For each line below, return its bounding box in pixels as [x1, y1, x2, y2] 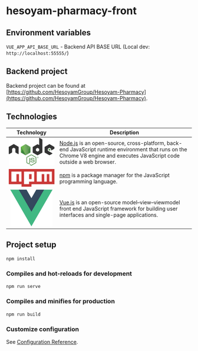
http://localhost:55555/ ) [6, 49, 69, 57]
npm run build [6, 311, 41, 317]
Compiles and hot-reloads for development [6, 270, 133, 278]
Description [110, 129, 140, 136]
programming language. [59, 178, 118, 185]
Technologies [6, 112, 58, 122]
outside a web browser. [59, 158, 117, 165]
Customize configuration [6, 325, 80, 333]
